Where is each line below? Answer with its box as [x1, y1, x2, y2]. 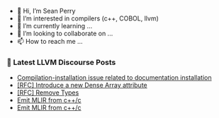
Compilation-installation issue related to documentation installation [16, 73, 212, 82]
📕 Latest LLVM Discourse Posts [6, 57, 116, 67]
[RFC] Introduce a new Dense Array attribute [16, 81, 147, 90]
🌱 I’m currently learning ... [16, 22, 93, 30]
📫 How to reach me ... [16, 37, 83, 45]
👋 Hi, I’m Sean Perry [16, 7, 76, 15]
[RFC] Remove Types [16, 88, 79, 97]
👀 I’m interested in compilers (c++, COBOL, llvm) [16, 14, 159, 23]
